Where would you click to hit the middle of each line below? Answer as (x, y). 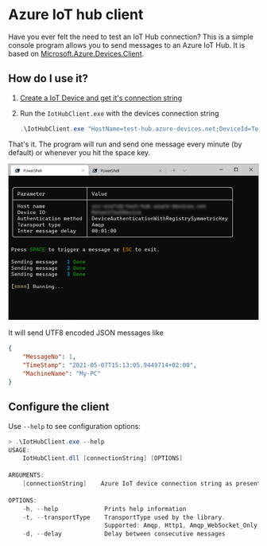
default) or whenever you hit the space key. (79, 152)
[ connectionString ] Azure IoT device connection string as (128, 484)
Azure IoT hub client (76, 15)
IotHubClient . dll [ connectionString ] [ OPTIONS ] (103, 458)
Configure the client (59, 407)
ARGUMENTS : (26, 475)
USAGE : (19, 450)
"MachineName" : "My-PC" (62, 374)
